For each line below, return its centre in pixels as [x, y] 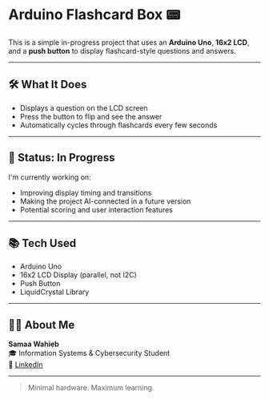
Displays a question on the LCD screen [84, 107]
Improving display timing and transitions [86, 192]
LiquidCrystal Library [54, 292]
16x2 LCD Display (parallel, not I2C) [78, 275]
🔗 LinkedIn [26, 365]
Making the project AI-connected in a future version [105, 201]
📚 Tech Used [42, 243]
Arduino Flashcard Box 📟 [94, 15]
